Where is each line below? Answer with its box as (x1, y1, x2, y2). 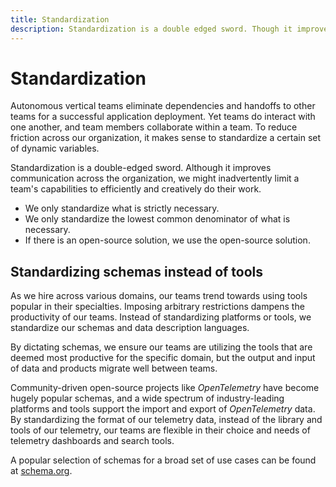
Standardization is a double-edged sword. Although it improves (10, 162, 272, 174)
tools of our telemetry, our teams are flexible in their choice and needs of (10, 424, 311, 436)
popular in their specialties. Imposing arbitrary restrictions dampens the (10, 301, 305, 313)
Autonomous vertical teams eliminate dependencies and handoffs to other (10, 100, 316, 112)
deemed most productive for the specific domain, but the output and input (10, 352, 316, 364)
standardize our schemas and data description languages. (10, 322, 250, 334)
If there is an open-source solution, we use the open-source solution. (24, 234, 311, 246)
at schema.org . (10, 465, 73, 477)
